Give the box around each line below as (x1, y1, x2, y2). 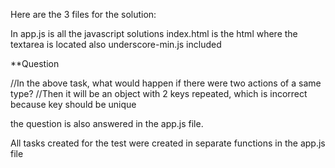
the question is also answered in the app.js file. (10, 118, 204, 129)
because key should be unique (10, 99, 137, 110)
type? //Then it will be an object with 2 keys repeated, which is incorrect (10, 88, 308, 99)
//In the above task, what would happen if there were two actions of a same (10, 77, 322, 89)
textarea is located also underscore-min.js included (10, 39, 222, 50)
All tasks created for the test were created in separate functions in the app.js (10, 137, 326, 149)
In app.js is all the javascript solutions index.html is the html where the (10, 28, 298, 39)
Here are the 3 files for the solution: (10, 9, 157, 20)
